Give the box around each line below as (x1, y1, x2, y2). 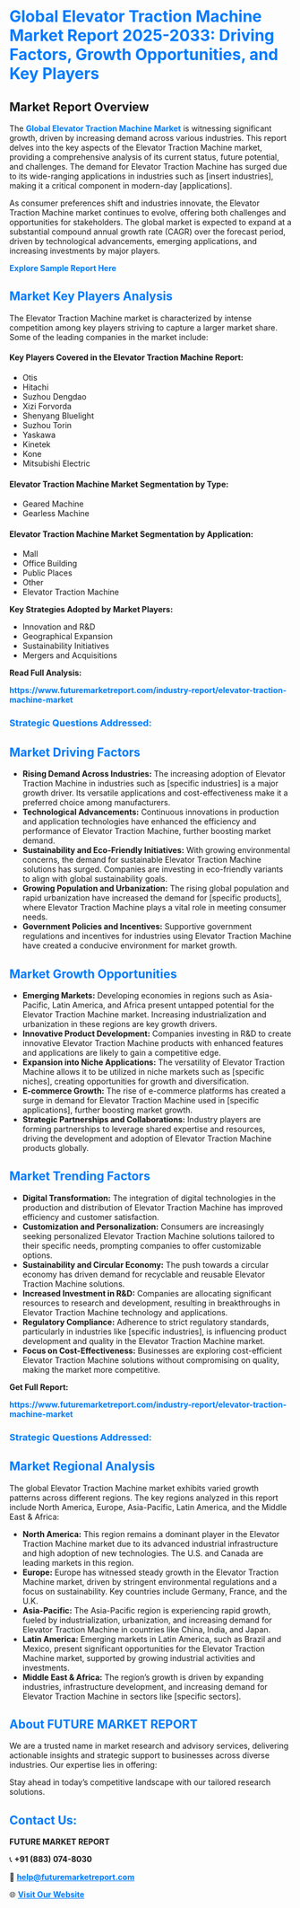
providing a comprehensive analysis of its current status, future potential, (9, 152, 279, 163)
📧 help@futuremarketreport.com (9, 1872, 135, 1883)
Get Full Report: (9, 1381, 69, 1393)
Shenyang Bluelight (21, 410, 94, 421)
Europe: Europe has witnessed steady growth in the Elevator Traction (21, 1567, 279, 1578)
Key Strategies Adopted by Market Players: (9, 604, 174, 615)
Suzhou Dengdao (21, 391, 87, 402)
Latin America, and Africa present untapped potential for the (52, 999, 275, 1010)
